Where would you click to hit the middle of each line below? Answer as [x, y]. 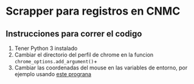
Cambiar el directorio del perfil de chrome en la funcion [84, 55]
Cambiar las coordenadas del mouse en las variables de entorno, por [101, 68]
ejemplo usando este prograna [53, 74]
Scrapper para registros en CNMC [93, 11]
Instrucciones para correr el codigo [74, 34]
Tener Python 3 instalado [46, 48]
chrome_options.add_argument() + [56, 61]
